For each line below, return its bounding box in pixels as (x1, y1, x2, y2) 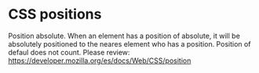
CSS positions (8, 5, 102, 23)
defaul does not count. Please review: (8, 47, 130, 57)
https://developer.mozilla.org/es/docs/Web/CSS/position (8, 56, 192, 65)
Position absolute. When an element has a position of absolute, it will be (8, 31, 241, 40)
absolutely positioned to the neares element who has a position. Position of (8, 39, 251, 48)
